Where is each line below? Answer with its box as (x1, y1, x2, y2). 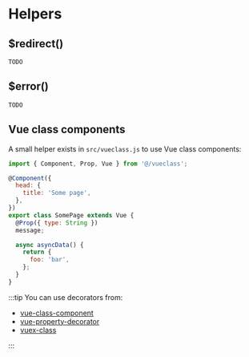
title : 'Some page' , (22, 189, 91, 197)
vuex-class (19, 325, 57, 335)
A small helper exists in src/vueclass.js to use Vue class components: (8, 144, 242, 153)
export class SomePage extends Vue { (8, 211, 135, 219)
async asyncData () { (15, 241, 84, 249)
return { (22, 248, 52, 257)
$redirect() (8, 37, 64, 51)
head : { (15, 181, 42, 189)
